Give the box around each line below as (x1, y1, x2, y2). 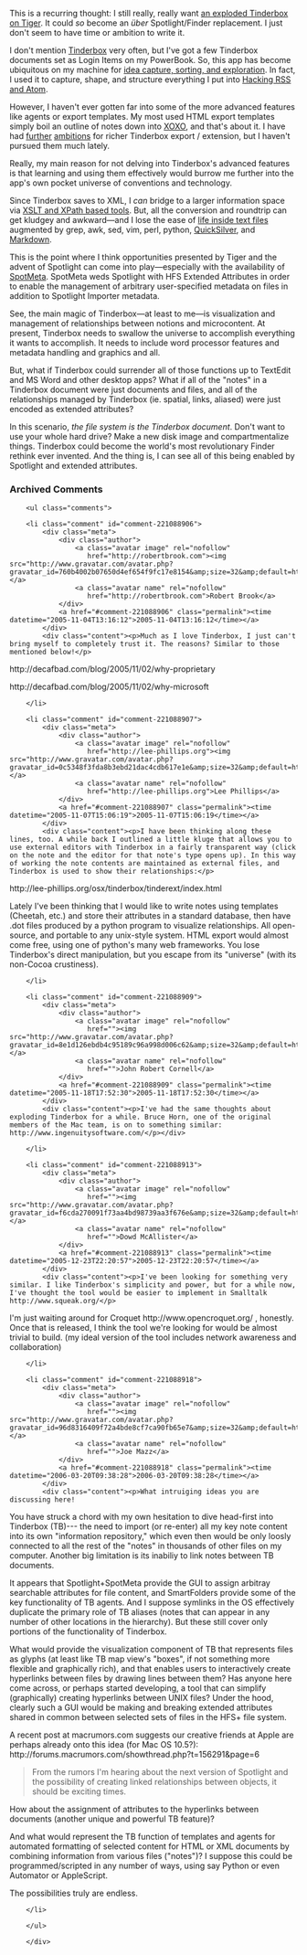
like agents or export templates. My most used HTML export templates (9, 112, 276, 122)
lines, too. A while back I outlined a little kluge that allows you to (9, 835, 292, 845)
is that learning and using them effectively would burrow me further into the (9, 168, 294, 178)
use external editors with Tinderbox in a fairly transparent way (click (9, 843, 297, 853)
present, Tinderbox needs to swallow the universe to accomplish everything (9, 328, 295, 338)
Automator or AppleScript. (9, 1870, 108, 1881)
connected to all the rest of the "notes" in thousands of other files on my (9, 1540, 282, 1552)
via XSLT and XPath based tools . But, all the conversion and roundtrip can (9, 205, 288, 216)
